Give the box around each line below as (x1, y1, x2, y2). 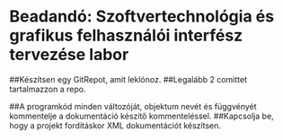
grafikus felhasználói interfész (9, 25, 243, 46)
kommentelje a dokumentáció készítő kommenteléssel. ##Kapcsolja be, (9, 110, 274, 121)
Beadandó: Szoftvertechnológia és (9, 6, 275, 27)
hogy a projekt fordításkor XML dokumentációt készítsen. (9, 119, 222, 131)
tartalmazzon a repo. (9, 83, 86, 94)
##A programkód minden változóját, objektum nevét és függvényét (9, 101, 258, 111)
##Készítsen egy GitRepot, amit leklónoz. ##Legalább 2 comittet (9, 74, 248, 84)
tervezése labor (9, 45, 129, 65)
